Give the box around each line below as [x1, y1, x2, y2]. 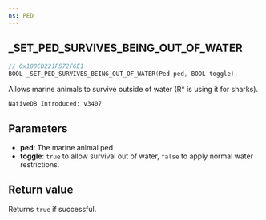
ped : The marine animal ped [19, 143, 114, 152]
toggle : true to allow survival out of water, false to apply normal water [19, 151, 254, 161]
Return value [8, 183, 74, 197]
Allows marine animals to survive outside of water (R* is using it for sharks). [8, 85, 259, 94]
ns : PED [8, 11, 34, 20]
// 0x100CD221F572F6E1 [8, 62, 84, 70]
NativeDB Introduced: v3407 [8, 100, 103, 108]
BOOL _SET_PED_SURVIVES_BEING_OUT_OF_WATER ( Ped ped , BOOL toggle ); [8, 70, 239, 78]
